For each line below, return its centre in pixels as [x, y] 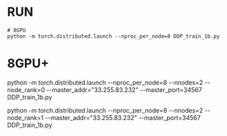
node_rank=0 [26, 89]
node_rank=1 [25, 117]
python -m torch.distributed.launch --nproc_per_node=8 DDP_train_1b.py [113, 36]
